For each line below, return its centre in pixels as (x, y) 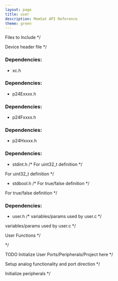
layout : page (18, 10)
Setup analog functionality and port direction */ (53, 264)
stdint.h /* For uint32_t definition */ (47, 164)
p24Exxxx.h (24, 94)
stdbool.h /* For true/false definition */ (51, 183)
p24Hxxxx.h (24, 141)
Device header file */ (26, 47)
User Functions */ (23, 235)
